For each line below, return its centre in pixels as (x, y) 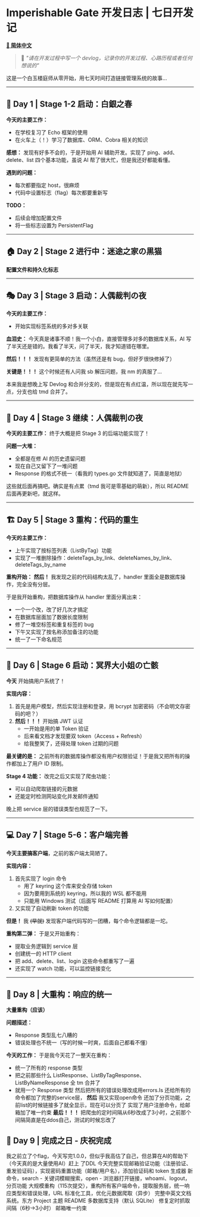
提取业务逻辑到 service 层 (46, 946)
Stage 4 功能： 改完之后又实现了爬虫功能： (59, 776)
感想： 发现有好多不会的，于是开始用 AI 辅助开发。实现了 (76, 152)
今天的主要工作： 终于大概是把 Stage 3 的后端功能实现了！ (78, 433)
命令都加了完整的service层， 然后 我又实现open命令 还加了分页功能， (100, 1098)
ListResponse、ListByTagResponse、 (99, 1075)
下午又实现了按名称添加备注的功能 (57, 632)
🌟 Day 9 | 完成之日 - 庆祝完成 (59, 1141)
